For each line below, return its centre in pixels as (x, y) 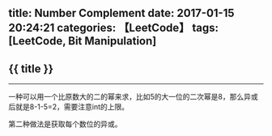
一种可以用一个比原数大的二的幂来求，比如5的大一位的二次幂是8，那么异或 (133, 97)
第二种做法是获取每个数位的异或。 (65, 124)
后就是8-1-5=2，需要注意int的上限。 (69, 107)
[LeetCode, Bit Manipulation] (83, 41)
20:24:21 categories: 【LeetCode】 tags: (114, 28)
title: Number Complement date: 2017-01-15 (121, 13)
